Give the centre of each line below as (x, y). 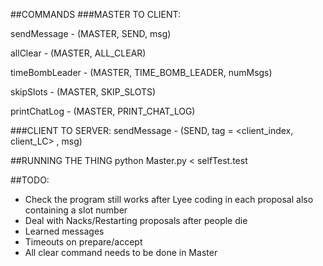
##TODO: (30, 180)
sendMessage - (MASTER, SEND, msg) (91, 33)
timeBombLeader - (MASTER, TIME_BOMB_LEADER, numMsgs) (141, 72)
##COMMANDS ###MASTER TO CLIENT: (96, 14)
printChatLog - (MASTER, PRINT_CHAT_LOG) (103, 111)
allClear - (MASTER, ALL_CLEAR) (78, 53)
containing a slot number (76, 210)
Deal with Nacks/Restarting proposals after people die (136, 220)
